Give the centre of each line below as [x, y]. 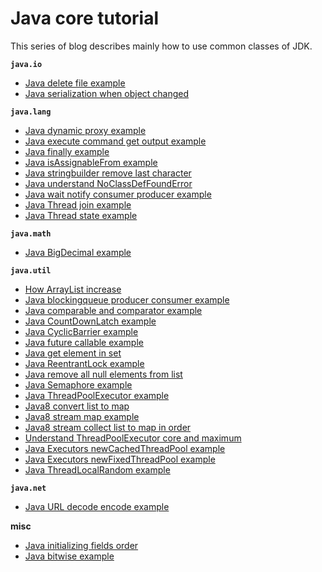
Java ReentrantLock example [84, 363]
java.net [28, 488]
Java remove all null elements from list [103, 374]
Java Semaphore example [78, 384]
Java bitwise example [69, 556]
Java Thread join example [78, 204]
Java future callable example [84, 342]
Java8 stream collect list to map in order [108, 427]
